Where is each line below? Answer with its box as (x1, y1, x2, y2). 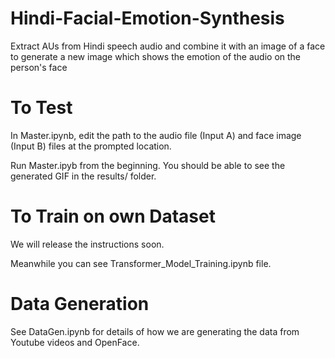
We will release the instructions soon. (10, 238, 165, 250)
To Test (10, 97, 73, 119)
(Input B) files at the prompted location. (10, 140, 172, 152)
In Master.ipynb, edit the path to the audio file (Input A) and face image (10, 129, 302, 141)
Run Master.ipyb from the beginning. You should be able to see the (10, 159, 286, 171)
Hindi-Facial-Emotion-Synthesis (10, 7, 285, 30)
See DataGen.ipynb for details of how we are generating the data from (10, 325, 300, 337)
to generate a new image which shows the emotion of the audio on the (10, 50, 302, 62)
